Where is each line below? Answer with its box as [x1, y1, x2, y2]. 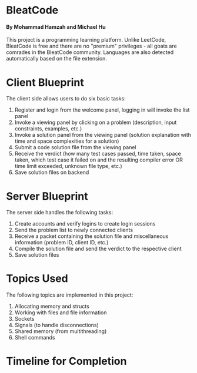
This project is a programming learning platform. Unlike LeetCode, [6, 36, 166, 43]
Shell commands [14, 334, 55, 341]
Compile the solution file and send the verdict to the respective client [14, 245, 182, 253]
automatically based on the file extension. [6, 55, 108, 62]
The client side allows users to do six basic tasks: [6, 95, 126, 102]
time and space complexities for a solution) [14, 137, 119, 145]
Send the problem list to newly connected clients [14, 227, 133, 234]
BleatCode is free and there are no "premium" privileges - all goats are [6, 42, 178, 50]
